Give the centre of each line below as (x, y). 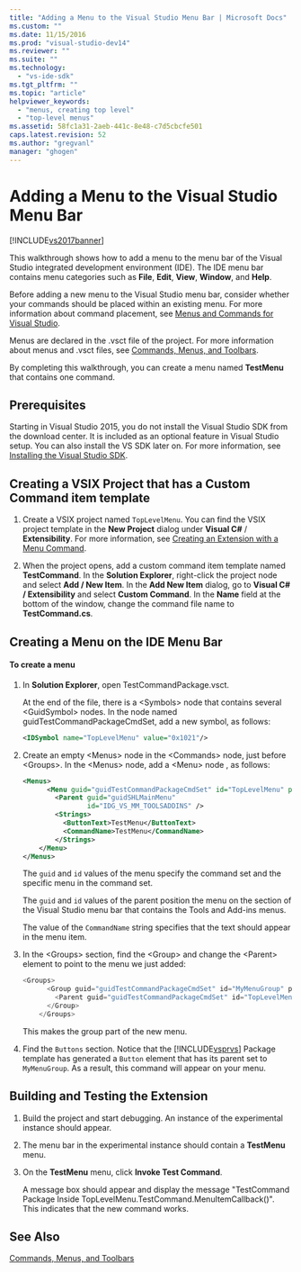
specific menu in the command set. (88, 883)
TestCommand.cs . (58, 614)
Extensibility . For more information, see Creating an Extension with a (150, 539)
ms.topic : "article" (48, 93)
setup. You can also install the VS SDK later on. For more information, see (145, 446)
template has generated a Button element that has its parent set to (145, 1058)
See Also (35, 1236)
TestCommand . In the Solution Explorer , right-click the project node (150, 575)
